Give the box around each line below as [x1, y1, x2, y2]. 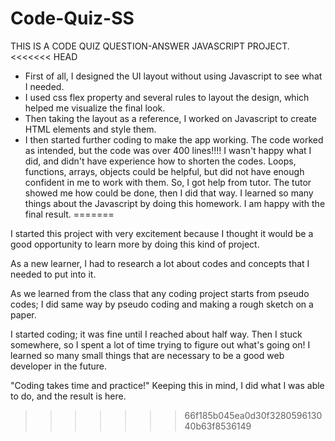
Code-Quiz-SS [10, 7, 135, 30]
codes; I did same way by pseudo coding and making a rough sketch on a [10, 298, 314, 310]
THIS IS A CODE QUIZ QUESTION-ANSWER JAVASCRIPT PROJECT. [10, 40, 290, 52]
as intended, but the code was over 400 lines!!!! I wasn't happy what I [24, 144, 312, 156]
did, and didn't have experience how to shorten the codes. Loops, [24, 155, 297, 167]
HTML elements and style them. [24, 123, 157, 135]
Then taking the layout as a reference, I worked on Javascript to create [24, 112, 317, 124]
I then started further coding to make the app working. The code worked [24, 133, 324, 146]
